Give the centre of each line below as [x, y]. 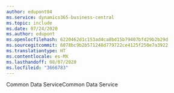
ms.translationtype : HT [36, 51]
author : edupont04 [29, 12]
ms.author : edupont [31, 34]
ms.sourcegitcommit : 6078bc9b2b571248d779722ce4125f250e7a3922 [87, 46]
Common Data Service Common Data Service [62, 85]
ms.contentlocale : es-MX [37, 56]
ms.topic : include [29, 23]
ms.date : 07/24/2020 [32, 28]
